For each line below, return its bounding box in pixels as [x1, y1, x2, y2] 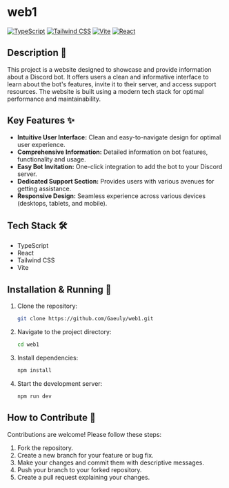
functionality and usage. [17, 155, 86, 163]
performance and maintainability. [7, 95, 101, 103]
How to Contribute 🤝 [7, 412, 97, 424]
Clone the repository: [17, 302, 78, 311]
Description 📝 [7, 47, 67, 59]
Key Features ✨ [7, 115, 74, 126]
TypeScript [17, 242, 49, 250]
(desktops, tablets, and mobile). [17, 199, 108, 207]
